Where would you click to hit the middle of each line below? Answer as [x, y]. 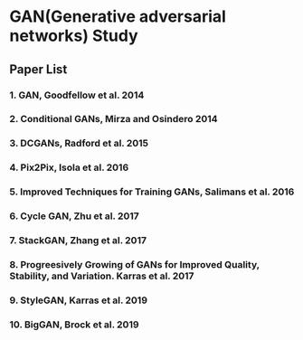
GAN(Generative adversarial [118, 17]
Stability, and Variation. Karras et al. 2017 [102, 276]
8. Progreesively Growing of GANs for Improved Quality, [135, 264]
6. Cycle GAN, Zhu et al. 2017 [75, 216]
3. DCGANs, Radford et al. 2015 [79, 144]
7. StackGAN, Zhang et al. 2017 [78, 241]
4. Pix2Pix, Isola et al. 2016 [69, 167]
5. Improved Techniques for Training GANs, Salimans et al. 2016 [152, 192]
